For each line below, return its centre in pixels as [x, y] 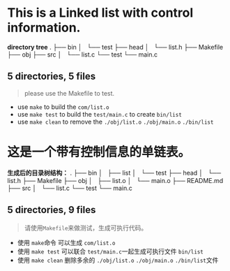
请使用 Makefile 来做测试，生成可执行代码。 [86, 228]
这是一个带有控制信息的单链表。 [99, 152]
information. [44, 28]
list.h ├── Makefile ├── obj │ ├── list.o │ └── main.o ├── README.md [115, 180]
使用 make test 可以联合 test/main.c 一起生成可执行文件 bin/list [110, 251]
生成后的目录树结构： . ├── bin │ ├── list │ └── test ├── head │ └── [114, 173]
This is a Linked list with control [100, 13]
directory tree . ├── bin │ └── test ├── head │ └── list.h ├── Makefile [115, 47]
